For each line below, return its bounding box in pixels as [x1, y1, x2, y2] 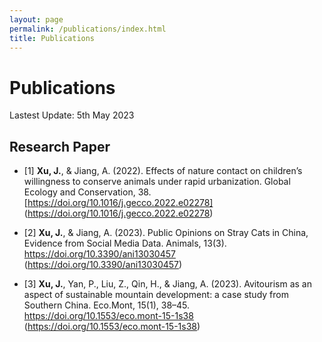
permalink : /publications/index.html [9, 24, 167, 34]
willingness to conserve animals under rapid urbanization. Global [23, 176, 291, 188]
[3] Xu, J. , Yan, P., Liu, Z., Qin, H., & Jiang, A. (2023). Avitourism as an [23, 278, 312, 290]
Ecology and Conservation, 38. [23, 186, 152, 198]
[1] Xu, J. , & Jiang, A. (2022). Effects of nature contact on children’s [23, 165, 303, 177]
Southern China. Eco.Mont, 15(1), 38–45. [23, 299, 191, 311]
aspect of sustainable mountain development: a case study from [23, 289, 289, 301]
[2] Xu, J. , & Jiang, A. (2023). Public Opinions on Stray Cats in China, [23, 227, 309, 239]
